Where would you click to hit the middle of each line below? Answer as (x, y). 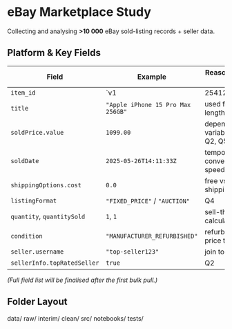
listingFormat (34, 200)
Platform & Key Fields (54, 53)
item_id (23, 93)
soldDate (25, 161)
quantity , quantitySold (48, 216)
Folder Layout (37, 302)
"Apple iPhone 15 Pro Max (148, 105)
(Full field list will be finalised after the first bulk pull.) (82, 280)
